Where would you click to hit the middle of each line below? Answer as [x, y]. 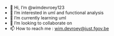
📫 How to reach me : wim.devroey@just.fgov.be [59, 28]
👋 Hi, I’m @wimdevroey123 [37, 8]
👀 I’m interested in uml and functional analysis [57, 13]
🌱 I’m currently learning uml [38, 18]
